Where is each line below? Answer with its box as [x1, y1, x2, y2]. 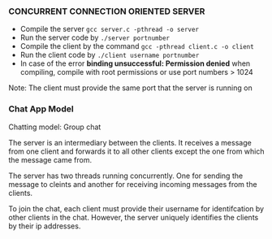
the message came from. [8, 154, 92, 164]
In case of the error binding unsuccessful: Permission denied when [19, 59, 251, 68]
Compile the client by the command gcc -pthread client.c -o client [19, 41, 254, 51]
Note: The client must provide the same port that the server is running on [8, 83, 253, 93]
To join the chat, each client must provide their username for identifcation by [8, 203, 265, 213]
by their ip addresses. [8, 221, 81, 231]
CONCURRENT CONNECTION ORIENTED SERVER [8, 6, 205, 17]
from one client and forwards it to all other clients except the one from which [8, 146, 265, 156]
